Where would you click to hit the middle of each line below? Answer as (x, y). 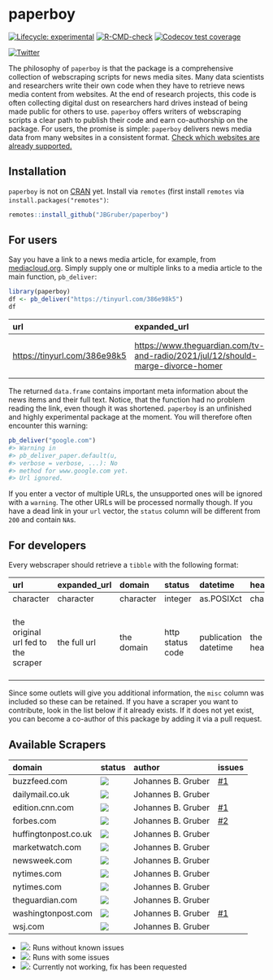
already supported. (40, 146)
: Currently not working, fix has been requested (107, 967)
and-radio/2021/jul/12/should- (196, 356)
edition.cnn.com (43, 808)
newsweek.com (43, 860)
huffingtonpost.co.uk (52, 834)
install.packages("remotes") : (59, 199)
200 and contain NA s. (42, 520)
